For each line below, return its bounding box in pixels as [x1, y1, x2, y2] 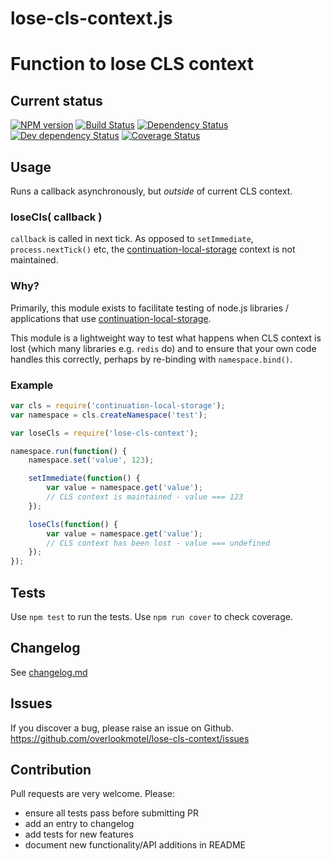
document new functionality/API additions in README [24, 839, 246, 851]
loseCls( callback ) [10, 210, 103, 224]
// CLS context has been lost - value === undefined [46, 538, 271, 548]
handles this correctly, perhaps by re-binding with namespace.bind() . [10, 353, 293, 365]
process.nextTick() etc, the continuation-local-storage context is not [10, 243, 296, 256]
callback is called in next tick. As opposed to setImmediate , [10, 233, 254, 245]
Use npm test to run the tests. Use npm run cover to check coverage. [10, 610, 293, 622]
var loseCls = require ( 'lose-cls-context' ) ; [10, 428, 199, 438]
